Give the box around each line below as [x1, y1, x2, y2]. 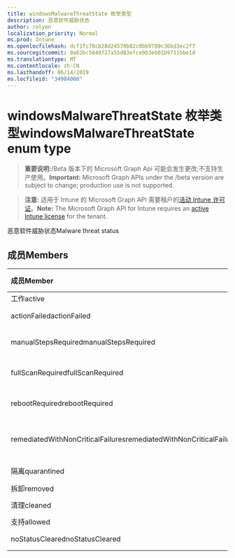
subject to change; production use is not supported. [24, 181, 175, 190]
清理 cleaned [10, 501, 52, 510]
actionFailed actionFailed [10, 311, 91, 321]
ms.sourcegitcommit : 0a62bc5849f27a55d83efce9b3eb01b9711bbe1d [7, 50, 196, 57]
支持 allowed [10, 517, 50, 527]
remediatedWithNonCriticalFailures [10, 435, 126, 445]
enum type [7, 141, 71, 156]
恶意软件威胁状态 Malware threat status [7, 227, 120, 235]
